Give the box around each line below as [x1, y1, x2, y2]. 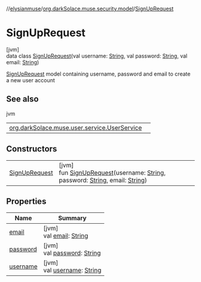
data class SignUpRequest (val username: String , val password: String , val [6, 52, 187, 59]
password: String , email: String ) [59, 176, 148, 184]
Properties [6, 196, 47, 206]
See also [6, 94, 39, 104]
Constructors [6, 144, 57, 154]
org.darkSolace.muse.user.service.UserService [9, 123, 142, 131]
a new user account [6, 76, 55, 83]
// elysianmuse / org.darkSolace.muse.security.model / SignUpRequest [6, 5, 174, 12]
